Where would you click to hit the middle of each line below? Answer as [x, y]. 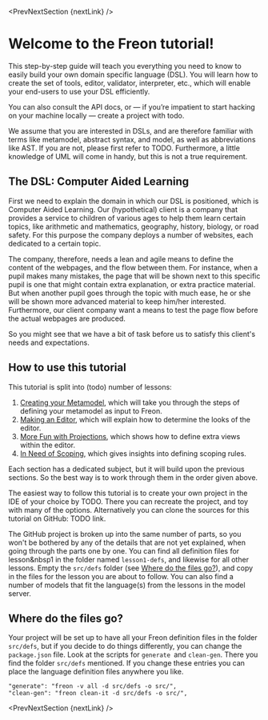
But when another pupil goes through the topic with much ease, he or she [130, 293]
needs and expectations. [49, 342]
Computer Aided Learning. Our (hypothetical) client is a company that [123, 209]
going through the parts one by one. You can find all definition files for [124, 550]
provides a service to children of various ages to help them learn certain [127, 218]
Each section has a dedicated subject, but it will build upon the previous [127, 469]
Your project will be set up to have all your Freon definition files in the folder [133, 638]
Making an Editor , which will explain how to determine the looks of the [135, 419]
